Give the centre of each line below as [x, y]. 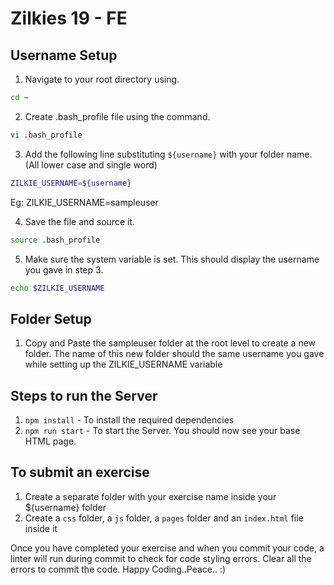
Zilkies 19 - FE [69, 18]
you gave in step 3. [64, 269]
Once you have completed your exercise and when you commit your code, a [167, 548]
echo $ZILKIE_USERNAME [57, 288]
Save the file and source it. [79, 221]
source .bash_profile [55, 240]
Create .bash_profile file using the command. [117, 116]
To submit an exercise [80, 472]
